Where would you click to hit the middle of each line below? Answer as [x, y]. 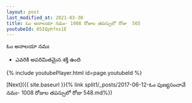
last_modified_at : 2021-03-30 [45, 18]
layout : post [23, 12]
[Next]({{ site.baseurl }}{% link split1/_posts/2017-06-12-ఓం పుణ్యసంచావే [96, 85]
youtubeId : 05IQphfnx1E [37, 29]
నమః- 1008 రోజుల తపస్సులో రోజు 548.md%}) [59, 93]
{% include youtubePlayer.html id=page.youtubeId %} [74, 73]
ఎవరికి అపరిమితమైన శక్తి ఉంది [48, 60]
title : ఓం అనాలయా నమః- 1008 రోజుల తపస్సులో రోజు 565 [73, 23]
